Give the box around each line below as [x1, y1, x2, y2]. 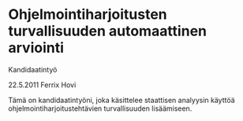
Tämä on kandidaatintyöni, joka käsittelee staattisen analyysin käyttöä [8, 95, 235, 104]
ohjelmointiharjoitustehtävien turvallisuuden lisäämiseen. [8, 104, 193, 113]
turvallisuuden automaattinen [8, 22, 207, 40]
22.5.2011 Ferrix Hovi [8, 80, 77, 90]
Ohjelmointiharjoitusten [8, 5, 167, 24]
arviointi [8, 39, 65, 57]
